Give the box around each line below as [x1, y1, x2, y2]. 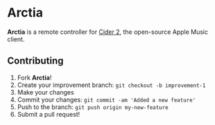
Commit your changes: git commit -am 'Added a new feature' [17, 95, 196, 104]
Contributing [7, 55, 64, 67]
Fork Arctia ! [17, 73, 52, 81]
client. [7, 35, 25, 43]
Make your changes [17, 88, 74, 96]
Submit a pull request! [17, 110, 80, 118]
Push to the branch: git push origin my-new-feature [17, 102, 169, 111]
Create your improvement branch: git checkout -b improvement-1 [17, 81, 206, 89]
